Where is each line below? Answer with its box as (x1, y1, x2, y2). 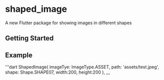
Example (5, 51, 33, 59)
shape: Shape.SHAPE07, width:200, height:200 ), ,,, (5, 69, 110, 75)
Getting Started (5, 34, 54, 42)
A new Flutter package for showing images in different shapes (5, 20, 132, 26)
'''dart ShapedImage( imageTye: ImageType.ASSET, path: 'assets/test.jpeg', (5, 64, 160, 70)
